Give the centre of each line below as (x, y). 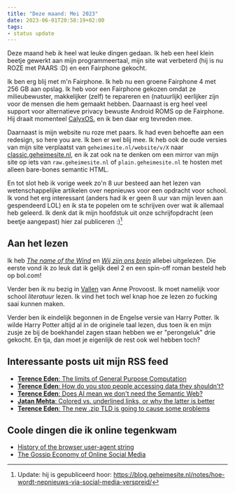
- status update (31, 33)
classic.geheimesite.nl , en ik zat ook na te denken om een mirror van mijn (113, 155)
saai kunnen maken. (36, 304)
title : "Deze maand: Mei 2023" (53, 14)
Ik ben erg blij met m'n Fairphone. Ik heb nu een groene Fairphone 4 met (112, 82)
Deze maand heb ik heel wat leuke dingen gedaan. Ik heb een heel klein (111, 53)
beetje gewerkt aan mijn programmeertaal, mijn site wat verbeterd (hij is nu (115, 61)
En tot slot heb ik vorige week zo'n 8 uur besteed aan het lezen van (104, 183)
